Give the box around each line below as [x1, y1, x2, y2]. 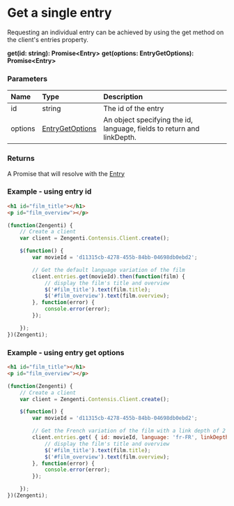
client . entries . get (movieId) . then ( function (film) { [32, 273, 186, 280]
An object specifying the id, [103, 115, 193, 125]
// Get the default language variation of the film [32, 266, 186, 273]
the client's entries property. [7, 35, 88, 43]
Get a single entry [7, 5, 112, 21]
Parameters [7, 73, 47, 83]
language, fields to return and [103, 124, 200, 133]
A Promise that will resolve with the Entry [7, 169, 125, 178]
